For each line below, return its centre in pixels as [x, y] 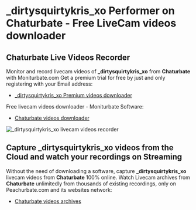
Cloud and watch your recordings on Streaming [94, 157]
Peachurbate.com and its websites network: [59, 189]
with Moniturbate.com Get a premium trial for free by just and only [86, 78]
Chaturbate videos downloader [52, 118]
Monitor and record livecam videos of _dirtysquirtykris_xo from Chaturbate [98, 71]
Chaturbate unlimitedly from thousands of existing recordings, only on [91, 184]
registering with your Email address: [49, 84]
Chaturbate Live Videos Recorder [68, 57]
